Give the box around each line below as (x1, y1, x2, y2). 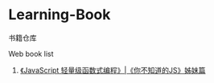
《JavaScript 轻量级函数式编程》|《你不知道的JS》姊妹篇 (19, 65, 206, 75)
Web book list (8, 49, 54, 58)
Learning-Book (8, 6, 111, 24)
